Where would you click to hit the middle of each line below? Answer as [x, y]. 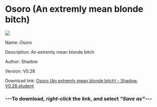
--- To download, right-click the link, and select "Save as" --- [79, 99]
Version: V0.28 [20, 71]
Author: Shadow [21, 61]
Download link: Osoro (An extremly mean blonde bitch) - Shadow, [72, 80]
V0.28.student [19, 86]
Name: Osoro [18, 42]
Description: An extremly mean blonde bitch [50, 52]
